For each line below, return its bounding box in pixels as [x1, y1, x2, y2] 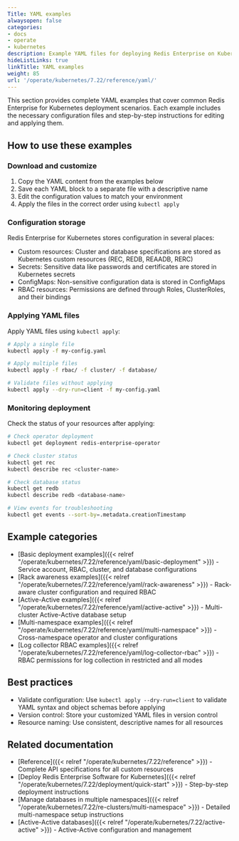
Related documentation [7, 738, 114, 751]
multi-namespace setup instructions [17, 810, 124, 819]
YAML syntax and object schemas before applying [17, 703, 166, 711]
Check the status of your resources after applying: [7, 419, 155, 428]
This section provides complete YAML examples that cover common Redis [7, 96, 225, 105]
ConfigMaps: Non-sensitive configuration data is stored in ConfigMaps [17, 278, 225, 286]
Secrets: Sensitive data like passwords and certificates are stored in [17, 263, 217, 271]
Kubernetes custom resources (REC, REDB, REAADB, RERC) [17, 255, 193, 263]
